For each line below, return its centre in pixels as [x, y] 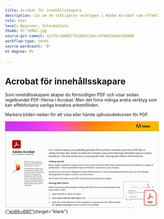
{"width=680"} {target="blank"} [37, 211]
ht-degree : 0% [20, 51]
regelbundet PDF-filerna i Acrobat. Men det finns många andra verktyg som [81, 100]
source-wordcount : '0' [28, 46]
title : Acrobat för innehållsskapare [43, 10]
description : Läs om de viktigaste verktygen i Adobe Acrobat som [74, 15]
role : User [16, 20]
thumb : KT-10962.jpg [26, 31]
